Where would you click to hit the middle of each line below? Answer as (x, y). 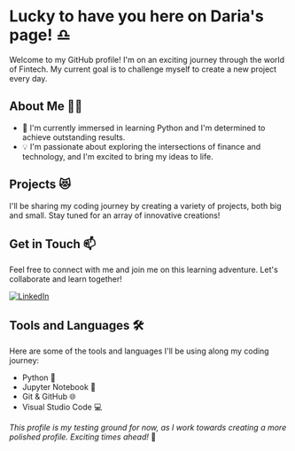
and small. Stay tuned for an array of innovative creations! (115, 215)
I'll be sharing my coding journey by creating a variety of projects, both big (145, 206)
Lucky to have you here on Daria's (136, 16)
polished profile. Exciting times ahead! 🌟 (83, 437)
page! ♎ (40, 35)
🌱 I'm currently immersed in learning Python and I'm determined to (144, 128)
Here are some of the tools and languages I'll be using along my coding (139, 351)
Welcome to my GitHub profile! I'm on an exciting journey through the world (147, 59)
